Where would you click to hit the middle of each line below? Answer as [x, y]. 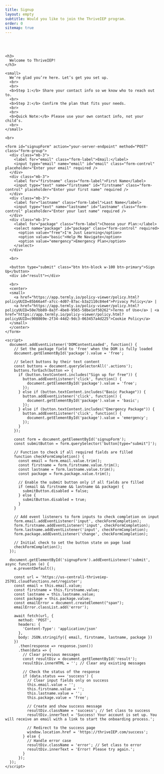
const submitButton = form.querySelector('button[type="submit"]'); [85, 444]
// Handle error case [49, 741]
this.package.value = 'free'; [58, 698]
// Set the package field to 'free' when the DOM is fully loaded [83, 349]
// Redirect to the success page [61, 728]
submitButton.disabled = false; [56, 491]
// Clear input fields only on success [68, 681]
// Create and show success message [64, 707]
